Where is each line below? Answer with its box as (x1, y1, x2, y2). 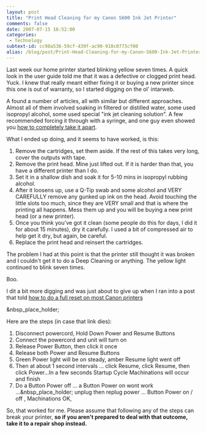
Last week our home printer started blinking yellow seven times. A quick (6, 66, 188, 73)
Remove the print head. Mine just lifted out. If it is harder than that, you (15, 160, 194, 168)
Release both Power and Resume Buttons (15, 349, 120, 356)
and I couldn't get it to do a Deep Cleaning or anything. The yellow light (6, 257, 186, 264)
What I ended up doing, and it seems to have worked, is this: (6, 135, 159, 142)
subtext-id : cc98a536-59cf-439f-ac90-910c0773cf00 (6, 44, 139, 50)
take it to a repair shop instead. (6, 419, 87, 427)
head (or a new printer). (15, 213, 75, 220)
